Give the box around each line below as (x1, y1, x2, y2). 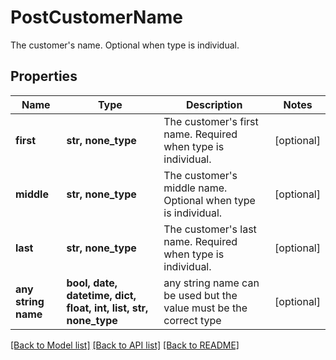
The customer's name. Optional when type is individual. (10, 39, 240, 51)
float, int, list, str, (66, 301, 149, 315)
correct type (163, 313, 222, 327)
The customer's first (163, 114, 259, 128)
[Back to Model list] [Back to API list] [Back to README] (10, 339, 240, 351)
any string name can (163, 276, 260, 290)
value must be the (163, 301, 248, 315)
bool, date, (66, 276, 118, 290)
